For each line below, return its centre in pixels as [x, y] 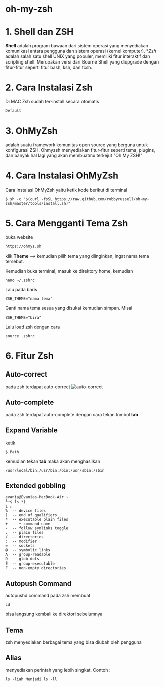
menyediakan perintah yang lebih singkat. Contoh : [58, 670]
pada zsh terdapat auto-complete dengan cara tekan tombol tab [72, 414]
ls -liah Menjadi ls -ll [31, 679]
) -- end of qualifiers [31, 515]
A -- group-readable [28, 555]
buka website [19, 237]
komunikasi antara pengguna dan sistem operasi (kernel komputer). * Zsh [81, 51]
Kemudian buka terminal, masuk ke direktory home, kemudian [69, 271]
